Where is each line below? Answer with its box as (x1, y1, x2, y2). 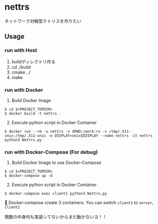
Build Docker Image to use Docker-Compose (11, 160, 102, 166)
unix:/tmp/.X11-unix (4, 133, 47, 138)
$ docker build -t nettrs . (4, 111, 62, 116)
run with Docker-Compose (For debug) (4, 148, 98, 155)
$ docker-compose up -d (4, 174, 53, 178)
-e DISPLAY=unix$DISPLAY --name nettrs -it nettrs (48, 133, 153, 138)
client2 (4, 205, 20, 210)
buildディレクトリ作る (11, 59, 56, 64)
